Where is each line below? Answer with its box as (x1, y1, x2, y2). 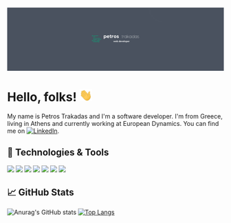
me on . (7, 127, 60, 135)
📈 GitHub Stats (7, 187, 74, 198)
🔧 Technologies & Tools (7, 147, 109, 158)
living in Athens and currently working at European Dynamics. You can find (7, 119, 219, 127)
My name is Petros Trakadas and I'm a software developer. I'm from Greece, (7, 111, 223, 120)
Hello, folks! (7, 89, 77, 105)
